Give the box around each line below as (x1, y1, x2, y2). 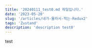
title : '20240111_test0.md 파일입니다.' (5, 7, 84, 12)
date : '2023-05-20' (5, 12, 45, 16)
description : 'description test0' (5, 25, 76, 30)
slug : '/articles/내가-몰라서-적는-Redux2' (5, 16, 88, 21)
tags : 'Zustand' (5, 20, 38, 26)
